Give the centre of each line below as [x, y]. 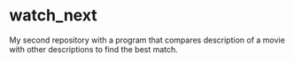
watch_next [53, 15]
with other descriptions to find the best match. [94, 49]
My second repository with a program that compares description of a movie [147, 40]
